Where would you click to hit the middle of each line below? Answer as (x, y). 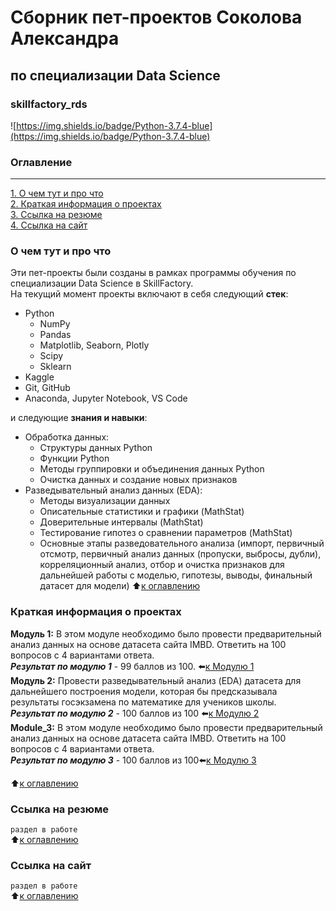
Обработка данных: (67, 437)
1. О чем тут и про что (57, 193)
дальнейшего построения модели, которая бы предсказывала (144, 691)
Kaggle (39, 377)
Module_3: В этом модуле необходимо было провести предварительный (166, 727)
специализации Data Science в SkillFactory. (102, 283)
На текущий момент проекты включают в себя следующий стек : (149, 294)
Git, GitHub (47, 388)
